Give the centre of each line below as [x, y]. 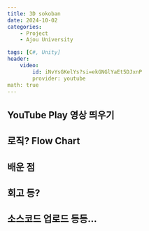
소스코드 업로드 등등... [52, 219]
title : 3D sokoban [34, 14]
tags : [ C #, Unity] [34, 52]
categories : [24, 27]
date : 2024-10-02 [33, 20]
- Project [34, 33]
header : [19, 59]
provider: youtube [59, 78]
